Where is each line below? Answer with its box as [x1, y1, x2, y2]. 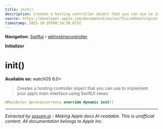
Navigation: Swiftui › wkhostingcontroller [5, 34, 88, 40]
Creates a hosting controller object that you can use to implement [16, 86, 148, 91]
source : [5, 16, 21, 21]
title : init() [5, 7, 34, 12]
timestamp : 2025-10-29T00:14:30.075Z [5, 20, 81, 26]
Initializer [5, 43, 24, 49]
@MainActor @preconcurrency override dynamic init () [5, 100, 114, 105]
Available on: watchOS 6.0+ [5, 76, 62, 82]
